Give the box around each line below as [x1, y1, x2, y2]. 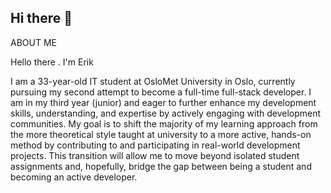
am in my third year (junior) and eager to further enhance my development [10, 96, 317, 108]
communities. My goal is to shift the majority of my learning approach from [10, 117, 318, 130]
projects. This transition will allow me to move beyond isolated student [10, 149, 300, 161]
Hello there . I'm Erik [10, 56, 94, 68]
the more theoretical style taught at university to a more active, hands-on [10, 128, 312, 140]
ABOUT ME [10, 36, 57, 48]
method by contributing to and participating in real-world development [10, 139, 301, 151]
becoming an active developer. [10, 171, 138, 183]
